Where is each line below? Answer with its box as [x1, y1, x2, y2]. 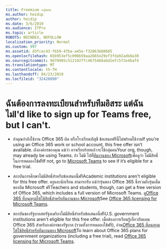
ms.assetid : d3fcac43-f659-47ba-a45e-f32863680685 [5, 49, 112, 54]
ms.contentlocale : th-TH [5, 67, 57, 72]
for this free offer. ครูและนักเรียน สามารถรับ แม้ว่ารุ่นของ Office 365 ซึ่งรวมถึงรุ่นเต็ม [12, 179, 160, 185]
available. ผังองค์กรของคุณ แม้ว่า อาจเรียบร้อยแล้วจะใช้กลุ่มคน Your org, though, [12, 147, 153, 153]
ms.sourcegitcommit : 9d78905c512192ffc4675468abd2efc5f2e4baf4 [5, 58, 139, 63]
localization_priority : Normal [5, 40, 70, 45]
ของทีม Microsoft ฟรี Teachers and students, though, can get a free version [12, 184, 162, 190]
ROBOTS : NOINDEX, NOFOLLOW [5, 35, 61, 40]
